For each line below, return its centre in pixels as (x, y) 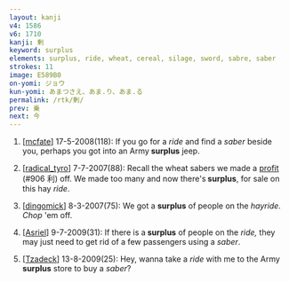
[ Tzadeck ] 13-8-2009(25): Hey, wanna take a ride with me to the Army (151, 259)
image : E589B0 (36, 75)
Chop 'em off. (47, 215)
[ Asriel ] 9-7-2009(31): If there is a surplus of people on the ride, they (149, 232)
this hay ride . (46, 189)
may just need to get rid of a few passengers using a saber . (131, 242)
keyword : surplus (41, 51)
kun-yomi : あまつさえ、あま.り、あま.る (76, 91)
